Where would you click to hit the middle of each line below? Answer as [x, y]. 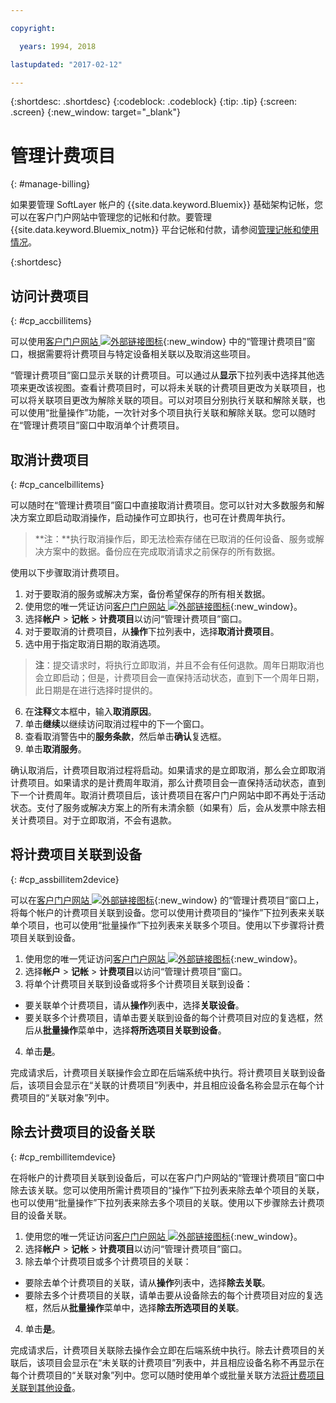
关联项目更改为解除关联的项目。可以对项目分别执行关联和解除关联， [176, 400]
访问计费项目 [50, 296]
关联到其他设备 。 [45, 1387]
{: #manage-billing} [50, 184]
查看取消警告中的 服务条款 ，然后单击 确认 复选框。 [125, 736]
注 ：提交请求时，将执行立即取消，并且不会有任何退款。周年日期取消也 [179, 665]
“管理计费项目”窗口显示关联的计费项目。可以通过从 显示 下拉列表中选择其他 [163, 375]
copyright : [33, 28]
